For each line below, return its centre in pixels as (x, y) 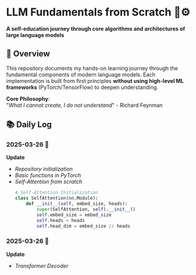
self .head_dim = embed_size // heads (83, 226)
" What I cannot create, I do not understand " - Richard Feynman (85, 105)
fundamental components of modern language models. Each (81, 75)
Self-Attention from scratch (48, 182)
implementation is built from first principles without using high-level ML (95, 81)
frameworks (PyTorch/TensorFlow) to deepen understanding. (82, 87)
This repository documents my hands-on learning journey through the (92, 68)
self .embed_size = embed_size (74, 215)
